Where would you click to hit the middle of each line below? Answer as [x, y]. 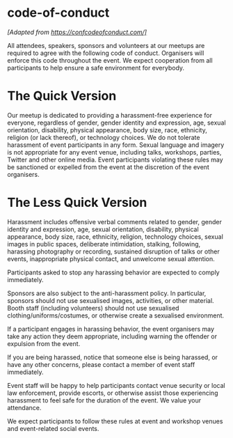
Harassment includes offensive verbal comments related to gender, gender [115, 221]
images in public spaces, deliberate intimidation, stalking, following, [104, 244]
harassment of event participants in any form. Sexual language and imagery [116, 145]
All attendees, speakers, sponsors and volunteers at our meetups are [106, 45]
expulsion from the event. [44, 343]
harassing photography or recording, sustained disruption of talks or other [114, 251]
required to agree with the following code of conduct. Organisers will [106, 53]
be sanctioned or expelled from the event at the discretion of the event [109, 167]
